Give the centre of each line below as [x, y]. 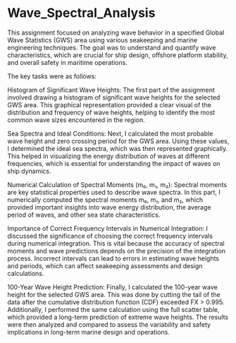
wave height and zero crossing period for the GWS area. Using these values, [118, 141]
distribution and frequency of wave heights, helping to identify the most [111, 112]
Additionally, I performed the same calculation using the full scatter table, [113, 309]
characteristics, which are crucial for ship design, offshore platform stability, [118, 55]
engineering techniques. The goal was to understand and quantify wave [112, 47]
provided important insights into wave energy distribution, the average [109, 207]
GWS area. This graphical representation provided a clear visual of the [109, 104]
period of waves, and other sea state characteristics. [84, 215]
